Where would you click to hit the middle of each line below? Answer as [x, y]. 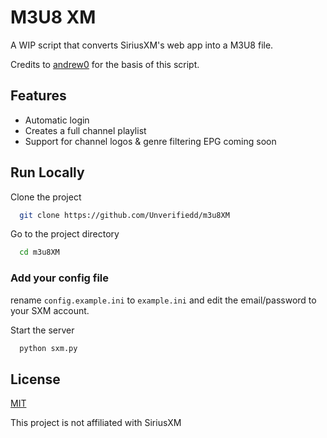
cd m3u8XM [39, 252]
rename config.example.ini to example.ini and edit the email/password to [163, 300]
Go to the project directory [65, 234]
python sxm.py [48, 348]
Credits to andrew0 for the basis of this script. [105, 64]
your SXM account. [50, 310]
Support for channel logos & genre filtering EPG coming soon [150, 141]
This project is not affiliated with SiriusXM [96, 423]
